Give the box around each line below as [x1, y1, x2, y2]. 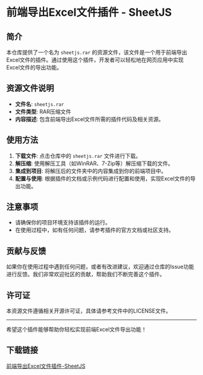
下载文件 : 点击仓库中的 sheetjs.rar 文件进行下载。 [14, 152, 141, 159]
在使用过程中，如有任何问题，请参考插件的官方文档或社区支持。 [14, 226, 174, 233]
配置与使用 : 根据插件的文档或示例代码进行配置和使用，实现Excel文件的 [14, 175, 191, 182]
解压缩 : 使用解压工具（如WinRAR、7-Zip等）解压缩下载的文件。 [14, 160, 174, 167]
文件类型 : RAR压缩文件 [14, 108, 71, 115]
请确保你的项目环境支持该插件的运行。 [14, 219, 111, 226]
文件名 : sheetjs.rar [14, 100, 65, 108]
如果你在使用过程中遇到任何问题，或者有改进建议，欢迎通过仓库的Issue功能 [6, 263, 195, 270]
